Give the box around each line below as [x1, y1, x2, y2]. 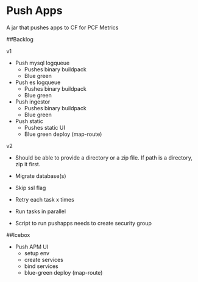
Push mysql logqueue [15, 59, 70, 66]
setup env [24, 249, 50, 256]
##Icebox [6, 231, 30, 238]
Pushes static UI [24, 124, 65, 131]
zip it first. [15, 160, 41, 167]
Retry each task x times [15, 196, 74, 203]
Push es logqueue [15, 79, 61, 86]
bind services [24, 263, 59, 270]
